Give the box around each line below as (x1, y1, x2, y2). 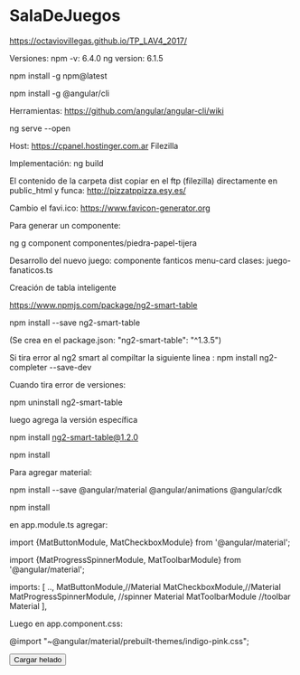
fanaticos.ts (9, 264, 53, 276)
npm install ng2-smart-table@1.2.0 (9, 431, 138, 443)
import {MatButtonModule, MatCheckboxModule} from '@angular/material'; (9, 537, 291, 548)
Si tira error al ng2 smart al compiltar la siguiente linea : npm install (9, 352, 258, 362)
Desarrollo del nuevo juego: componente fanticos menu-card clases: (9, 255, 265, 266)
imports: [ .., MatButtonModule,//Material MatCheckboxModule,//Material (9, 581, 282, 592)
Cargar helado (14, 654, 62, 664)
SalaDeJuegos (9, 5, 121, 26)
